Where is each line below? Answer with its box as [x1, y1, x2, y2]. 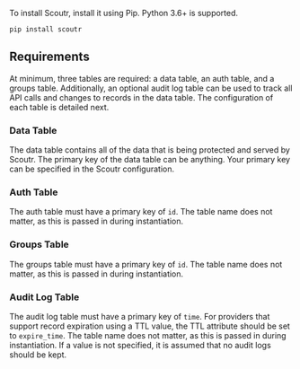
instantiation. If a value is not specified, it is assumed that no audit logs [9, 340, 271, 350]
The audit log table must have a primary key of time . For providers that [9, 312, 270, 321]
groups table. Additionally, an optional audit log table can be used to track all [9, 83, 293, 93]
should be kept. [9, 349, 67, 360]
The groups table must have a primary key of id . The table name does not [9, 259, 283, 269]
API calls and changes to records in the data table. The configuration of [9, 92, 274, 102]
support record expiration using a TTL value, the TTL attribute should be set [9, 321, 290, 331]
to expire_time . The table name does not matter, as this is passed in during [9, 330, 287, 340]
